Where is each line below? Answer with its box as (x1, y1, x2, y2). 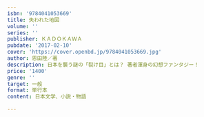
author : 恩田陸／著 (7, 55, 58, 62)
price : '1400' (7, 67, 48, 74)
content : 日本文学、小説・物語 (7, 94, 87, 100)
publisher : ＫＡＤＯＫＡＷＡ (7, 36, 83, 43)
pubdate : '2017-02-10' (7, 42, 72, 49)
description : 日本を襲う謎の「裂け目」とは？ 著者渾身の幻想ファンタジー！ (7, 61, 200, 68)
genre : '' (7, 74, 36, 81)
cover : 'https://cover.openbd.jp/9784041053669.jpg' (7, 49, 162, 56)
